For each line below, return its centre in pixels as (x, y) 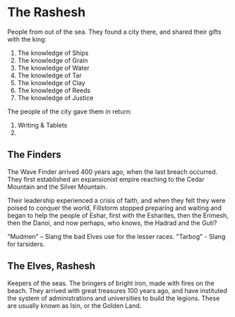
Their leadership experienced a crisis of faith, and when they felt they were (116, 200)
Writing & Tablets (42, 125)
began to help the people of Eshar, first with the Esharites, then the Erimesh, (118, 215)
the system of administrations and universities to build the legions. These (114, 298)
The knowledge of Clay (52, 82)
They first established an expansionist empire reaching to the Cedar (106, 179)
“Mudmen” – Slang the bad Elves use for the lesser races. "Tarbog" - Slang (116, 236)
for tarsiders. (26, 244)
